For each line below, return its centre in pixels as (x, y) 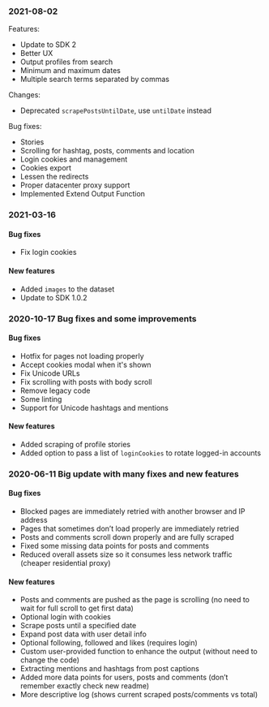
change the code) (49, 660)
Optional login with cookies (65, 617)
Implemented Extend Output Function (83, 194)
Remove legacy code (55, 390)
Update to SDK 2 (48, 45)
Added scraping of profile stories (75, 444)
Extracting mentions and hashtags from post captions (110, 669)
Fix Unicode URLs (50, 373)
